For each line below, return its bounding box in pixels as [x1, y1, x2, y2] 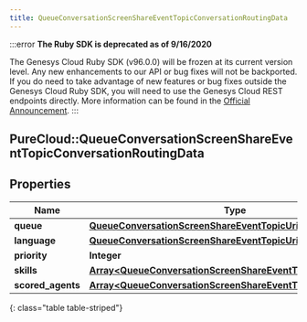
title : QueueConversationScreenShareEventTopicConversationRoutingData [9, 13, 288, 23]
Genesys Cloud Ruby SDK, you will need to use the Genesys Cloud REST [9, 85, 283, 96]
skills [14, 263, 38, 276]
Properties [9, 177, 71, 192]
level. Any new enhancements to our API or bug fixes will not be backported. [9, 66, 298, 77]
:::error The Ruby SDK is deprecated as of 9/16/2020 [9, 38, 212, 49]
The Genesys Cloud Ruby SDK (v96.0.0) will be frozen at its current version [9, 56, 293, 67]
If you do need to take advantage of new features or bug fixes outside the [9, 75, 287, 87]
